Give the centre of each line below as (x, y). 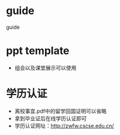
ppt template (38, 51)
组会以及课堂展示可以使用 (45, 67)
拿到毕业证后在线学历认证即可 (50, 118)
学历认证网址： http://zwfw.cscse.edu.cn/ (64, 126)
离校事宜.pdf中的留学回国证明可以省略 (61, 111)
